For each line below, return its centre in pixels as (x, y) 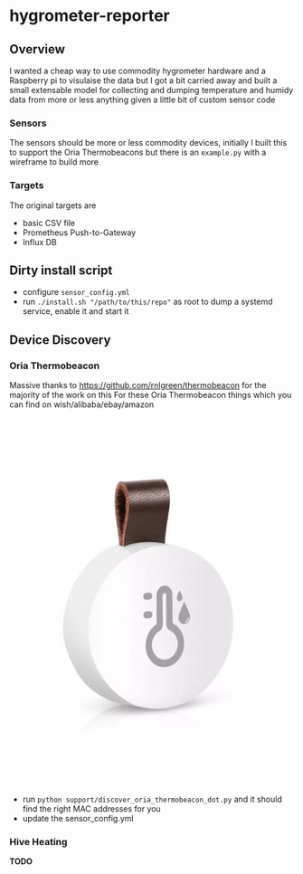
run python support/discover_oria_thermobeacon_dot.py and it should (152, 799)
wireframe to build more (54, 162)
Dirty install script (61, 270)
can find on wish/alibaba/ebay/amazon (82, 404)
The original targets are (53, 205)
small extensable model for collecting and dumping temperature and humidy (151, 90)
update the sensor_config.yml (78, 819)
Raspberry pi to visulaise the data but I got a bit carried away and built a (143, 81)
